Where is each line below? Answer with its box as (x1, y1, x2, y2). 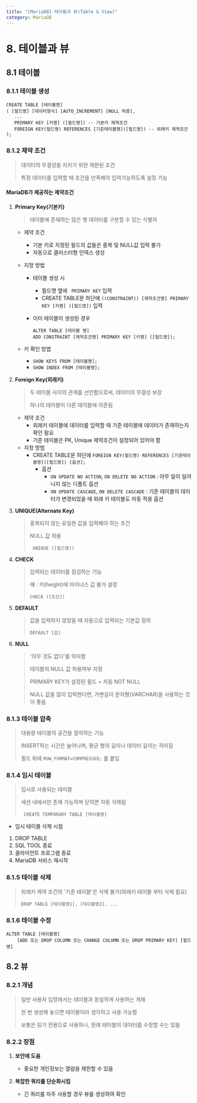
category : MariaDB (6, 14, 52, 20)
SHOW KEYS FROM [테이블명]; (32, 358, 98, 364)
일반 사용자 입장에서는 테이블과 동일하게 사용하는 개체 (20, 995, 146, 1003)
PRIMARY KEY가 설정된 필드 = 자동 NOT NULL (29, 678, 141, 685)
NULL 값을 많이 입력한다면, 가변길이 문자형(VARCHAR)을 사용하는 (29, 690, 184, 697)
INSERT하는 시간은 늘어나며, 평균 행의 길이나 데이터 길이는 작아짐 (20, 742, 174, 749)
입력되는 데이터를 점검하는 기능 (29, 568, 102, 575)
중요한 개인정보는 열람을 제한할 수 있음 (23, 1065, 113, 1072)
